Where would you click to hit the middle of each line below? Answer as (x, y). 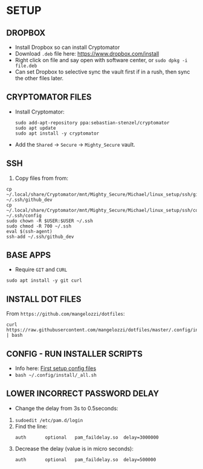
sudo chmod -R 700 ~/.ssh (39, 226)
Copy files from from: (41, 178)
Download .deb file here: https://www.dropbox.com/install (87, 54)
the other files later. (39, 78)
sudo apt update (35, 128)
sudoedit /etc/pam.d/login (49, 420)
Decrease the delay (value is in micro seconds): (74, 448)
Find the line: (31, 426)
